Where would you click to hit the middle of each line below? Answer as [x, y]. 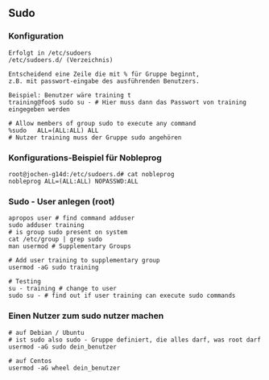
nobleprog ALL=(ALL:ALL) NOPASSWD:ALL [73, 181]
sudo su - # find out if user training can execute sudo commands [122, 296]
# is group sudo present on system [68, 233]
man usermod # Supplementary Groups [70, 246]
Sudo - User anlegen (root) [62, 201]
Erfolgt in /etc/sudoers [50, 53]
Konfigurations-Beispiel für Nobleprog [85, 158]
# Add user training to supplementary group [84, 261]
